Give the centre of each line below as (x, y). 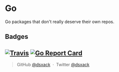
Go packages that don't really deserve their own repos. (60, 22)
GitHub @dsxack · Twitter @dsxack (53, 65)
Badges (17, 37)
